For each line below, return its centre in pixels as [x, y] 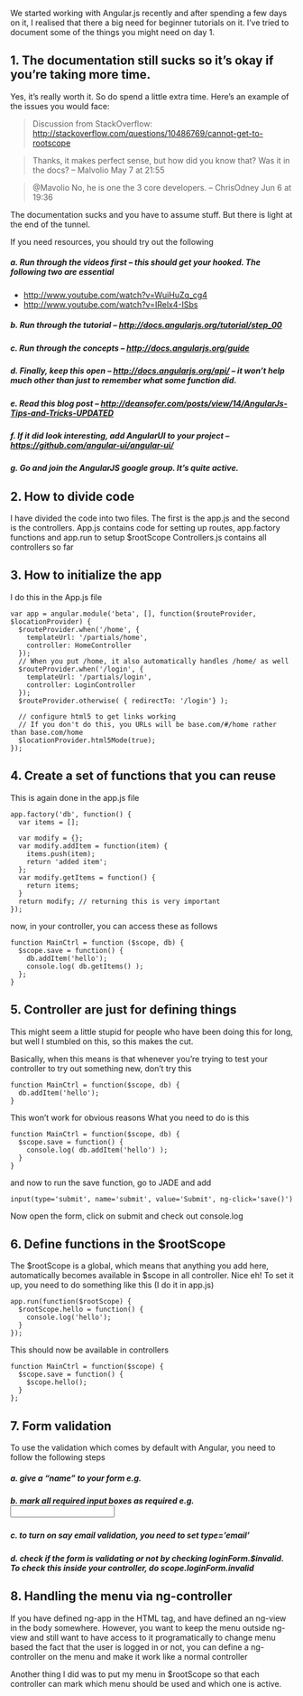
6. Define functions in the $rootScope [118, 1244]
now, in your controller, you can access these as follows [114, 926]
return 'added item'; [67, 862]
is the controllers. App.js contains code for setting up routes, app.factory [145, 528]
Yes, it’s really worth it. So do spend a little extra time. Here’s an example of [150, 96]
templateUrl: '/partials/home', [87, 637]
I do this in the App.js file [56, 597]
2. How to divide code [72, 496]
